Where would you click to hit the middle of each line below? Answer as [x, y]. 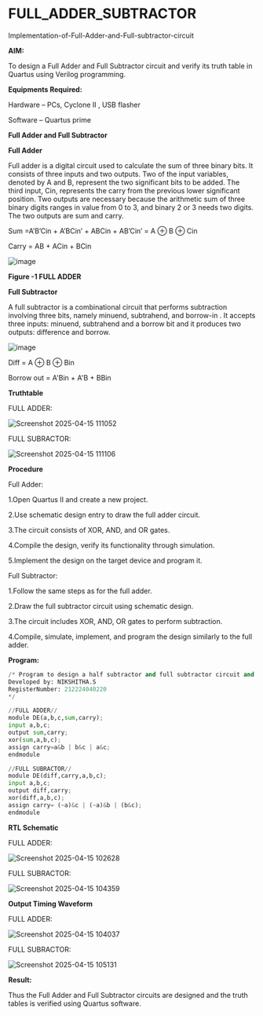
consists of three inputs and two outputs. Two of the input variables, [119, 174]
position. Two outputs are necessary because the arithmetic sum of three [127, 199]
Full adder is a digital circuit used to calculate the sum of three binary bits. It [131, 165]
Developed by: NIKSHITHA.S [52, 682]
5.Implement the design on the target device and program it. [105, 560]
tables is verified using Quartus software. [75, 1003]
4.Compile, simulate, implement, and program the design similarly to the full [130, 636]
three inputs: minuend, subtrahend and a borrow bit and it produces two [125, 324]
